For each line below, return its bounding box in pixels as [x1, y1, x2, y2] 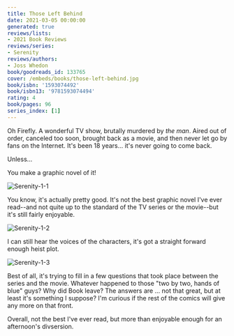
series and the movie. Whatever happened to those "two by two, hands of [7, 279, 220, 287]
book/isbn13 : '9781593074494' [7, 88, 96, 95]
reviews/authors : [7, 56, 58, 63]
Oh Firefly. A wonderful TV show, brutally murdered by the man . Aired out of [7, 126, 227, 135]
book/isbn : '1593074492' [7, 82, 80, 89]
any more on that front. [7, 301, 73, 310]
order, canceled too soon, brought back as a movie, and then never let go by [7, 134, 228, 142]
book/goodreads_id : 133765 [7, 68, 86, 75]
